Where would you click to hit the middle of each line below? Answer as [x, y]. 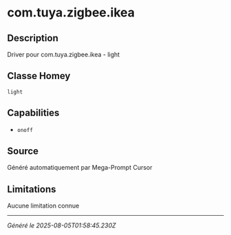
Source [23, 152]
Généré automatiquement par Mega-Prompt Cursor [80, 168]
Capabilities [33, 113]
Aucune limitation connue [43, 206]
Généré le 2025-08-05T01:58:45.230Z [62, 225]
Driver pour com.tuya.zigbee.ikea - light [64, 54]
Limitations [32, 189]
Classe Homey [39, 76]
